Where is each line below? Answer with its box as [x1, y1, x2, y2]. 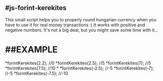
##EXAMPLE [5, 44, 58, 55]
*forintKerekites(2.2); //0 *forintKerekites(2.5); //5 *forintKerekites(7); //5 [5, 60, 151, 66]
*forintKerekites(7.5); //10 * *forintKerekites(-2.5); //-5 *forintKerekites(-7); [5, 65, 154, 71]
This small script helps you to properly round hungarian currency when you [5, 16, 157, 22]
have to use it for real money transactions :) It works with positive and [5, 22, 145, 28]
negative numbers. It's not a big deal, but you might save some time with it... [5, 27, 159, 33]
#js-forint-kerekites [5, 4, 67, 12]
